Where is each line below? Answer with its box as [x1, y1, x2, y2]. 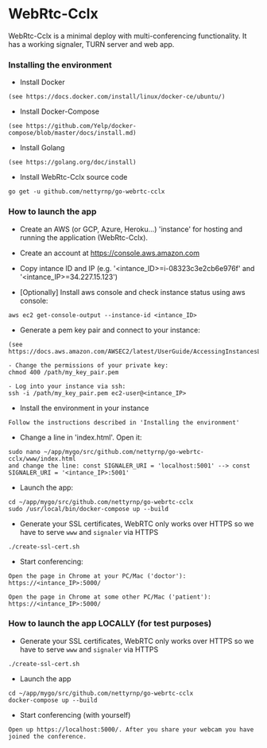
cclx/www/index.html [8, 455, 77, 463]
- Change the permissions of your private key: [8, 361, 169, 370]
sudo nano [8, 448, 41, 455]
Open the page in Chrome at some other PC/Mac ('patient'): [8, 593, 212, 601]
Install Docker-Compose [19, 107, 100, 116]
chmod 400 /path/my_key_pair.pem [8, 368, 119, 376]
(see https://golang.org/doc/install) [8, 158, 137, 167]
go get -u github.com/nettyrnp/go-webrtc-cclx [8, 188, 165, 196]
